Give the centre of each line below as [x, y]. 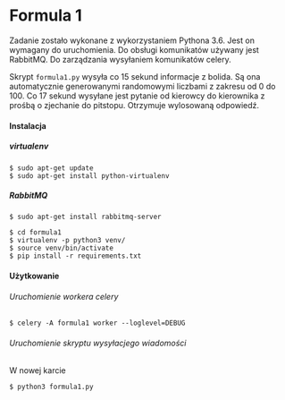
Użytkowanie [34, 276]
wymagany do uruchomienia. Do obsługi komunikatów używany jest [134, 49]
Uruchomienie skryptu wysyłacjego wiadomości [98, 343]
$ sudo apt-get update [51, 168]
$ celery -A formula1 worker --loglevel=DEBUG [97, 323]
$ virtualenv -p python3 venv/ [67, 241]
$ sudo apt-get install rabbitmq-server [86, 217]
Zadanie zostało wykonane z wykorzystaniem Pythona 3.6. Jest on [132, 40]
